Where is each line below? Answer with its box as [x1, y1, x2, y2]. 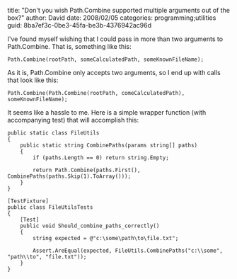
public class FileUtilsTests [7, 204, 93, 211]
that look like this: [7, 76, 59, 84]
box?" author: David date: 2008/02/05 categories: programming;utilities [7, 13, 216, 22]
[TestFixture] [7, 198, 50, 205]
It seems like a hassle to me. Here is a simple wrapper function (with [7, 108, 207, 116]
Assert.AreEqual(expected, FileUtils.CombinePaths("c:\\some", [33, 247, 223, 254]
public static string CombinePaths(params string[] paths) [20, 142, 198, 149]
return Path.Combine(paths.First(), [33, 166, 141, 173]
